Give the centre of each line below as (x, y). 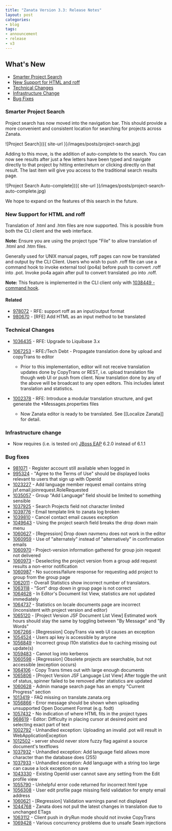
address (21, 796)
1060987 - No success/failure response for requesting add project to (85, 572)
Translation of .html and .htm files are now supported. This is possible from (84, 225)
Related (14, 300)
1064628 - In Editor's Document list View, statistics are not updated (84, 594)
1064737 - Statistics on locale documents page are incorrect (77, 605)
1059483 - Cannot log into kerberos (50, 654)
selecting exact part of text (41, 725)
